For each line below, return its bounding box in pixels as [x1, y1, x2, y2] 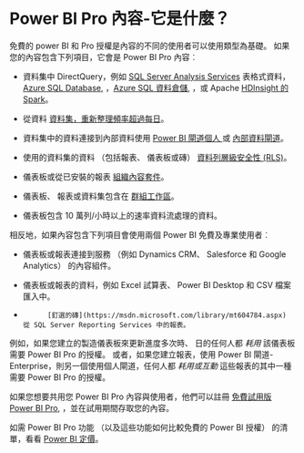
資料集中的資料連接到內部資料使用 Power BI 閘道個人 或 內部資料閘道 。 [22, 132, 289, 143]
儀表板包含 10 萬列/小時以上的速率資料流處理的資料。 [22, 210, 223, 221]
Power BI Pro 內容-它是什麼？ [9, 8, 230, 29]
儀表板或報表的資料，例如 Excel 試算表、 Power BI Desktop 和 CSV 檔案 [22, 279, 291, 290]
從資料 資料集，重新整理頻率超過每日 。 [22, 113, 169, 124]
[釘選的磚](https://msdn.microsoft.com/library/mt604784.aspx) [46, 311, 287, 320]
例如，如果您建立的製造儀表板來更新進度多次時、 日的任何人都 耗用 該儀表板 [9, 337, 296, 348]
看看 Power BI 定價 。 [25, 433, 104, 444]
